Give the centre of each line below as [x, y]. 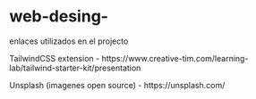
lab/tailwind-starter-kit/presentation [75, 68]
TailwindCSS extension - [55, 58]
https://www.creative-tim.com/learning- [175, 58]
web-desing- [59, 16]
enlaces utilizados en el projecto [69, 41]
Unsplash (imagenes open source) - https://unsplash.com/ [117, 85]
